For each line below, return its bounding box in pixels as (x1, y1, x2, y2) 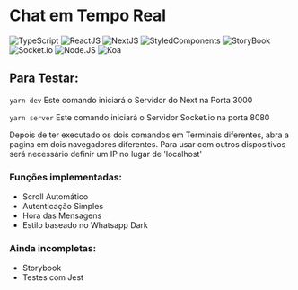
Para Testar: (9, 71, 79, 86)
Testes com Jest (22, 272, 83, 283)
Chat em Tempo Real (9, 5, 167, 26)
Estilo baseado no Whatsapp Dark (22, 220, 148, 231)
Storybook (22, 262, 62, 274)
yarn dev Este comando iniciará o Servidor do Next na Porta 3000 (9, 94, 253, 105)
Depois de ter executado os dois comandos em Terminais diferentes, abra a (9, 129, 290, 140)
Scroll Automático (22, 191, 89, 202)
